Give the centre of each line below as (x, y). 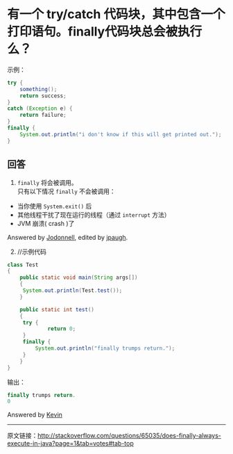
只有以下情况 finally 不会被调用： (66, 191)
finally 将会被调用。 (47, 182)
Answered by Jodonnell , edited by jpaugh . (68, 237)
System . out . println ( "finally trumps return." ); (105, 348)
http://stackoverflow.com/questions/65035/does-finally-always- (130, 436)
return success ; (43, 96)
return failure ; (43, 115)
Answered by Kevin (35, 415)
